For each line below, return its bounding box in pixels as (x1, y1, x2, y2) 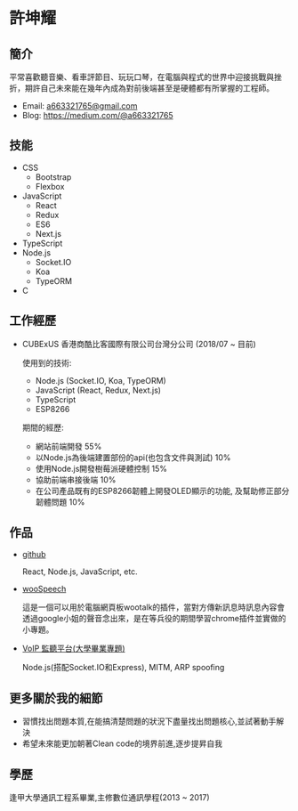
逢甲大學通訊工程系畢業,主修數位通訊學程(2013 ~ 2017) (9, 792, 211, 803)
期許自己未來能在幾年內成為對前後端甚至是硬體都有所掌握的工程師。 (24, 83, 274, 93)
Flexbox (35, 181, 65, 191)
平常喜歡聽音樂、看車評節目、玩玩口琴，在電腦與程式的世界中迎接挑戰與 (9, 72, 274, 82)
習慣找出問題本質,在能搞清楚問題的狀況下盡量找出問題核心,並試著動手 (21, 716, 277, 726)
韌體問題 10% (35, 496, 85, 507)
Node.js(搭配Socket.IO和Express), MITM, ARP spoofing (21, 662, 225, 673)
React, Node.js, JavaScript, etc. (21, 566, 138, 577)
